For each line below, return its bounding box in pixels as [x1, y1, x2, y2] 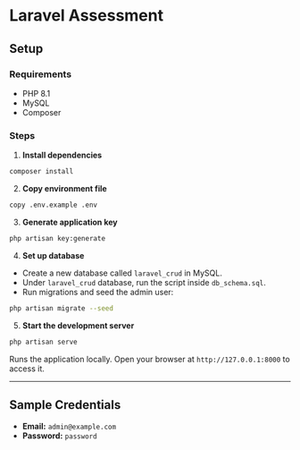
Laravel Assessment [9, 5, 163, 26]
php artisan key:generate [9, 233, 105, 242]
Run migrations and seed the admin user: [21, 286, 174, 297]
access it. [9, 363, 45, 374]
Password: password [21, 430, 97, 441]
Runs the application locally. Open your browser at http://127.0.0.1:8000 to [9, 353, 290, 364]
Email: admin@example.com [21, 421, 117, 432]
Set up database [21, 250, 85, 260]
